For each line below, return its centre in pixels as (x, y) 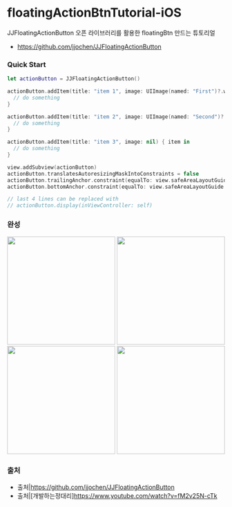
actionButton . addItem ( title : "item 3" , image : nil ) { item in (98, 142)
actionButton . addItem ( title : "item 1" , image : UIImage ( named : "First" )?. (116, 91)
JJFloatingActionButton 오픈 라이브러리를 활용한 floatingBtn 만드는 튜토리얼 (111, 33)
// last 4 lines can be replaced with (63, 199)
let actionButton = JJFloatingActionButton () (74, 79)
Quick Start (27, 64)
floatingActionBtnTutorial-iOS (94, 13)
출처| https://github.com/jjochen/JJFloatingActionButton (96, 487)
